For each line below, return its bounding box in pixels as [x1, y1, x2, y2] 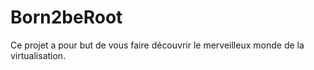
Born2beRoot [10, 6, 123, 29]
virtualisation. [10, 49, 67, 61]
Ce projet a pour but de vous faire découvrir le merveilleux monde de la [10, 39, 305, 51]
